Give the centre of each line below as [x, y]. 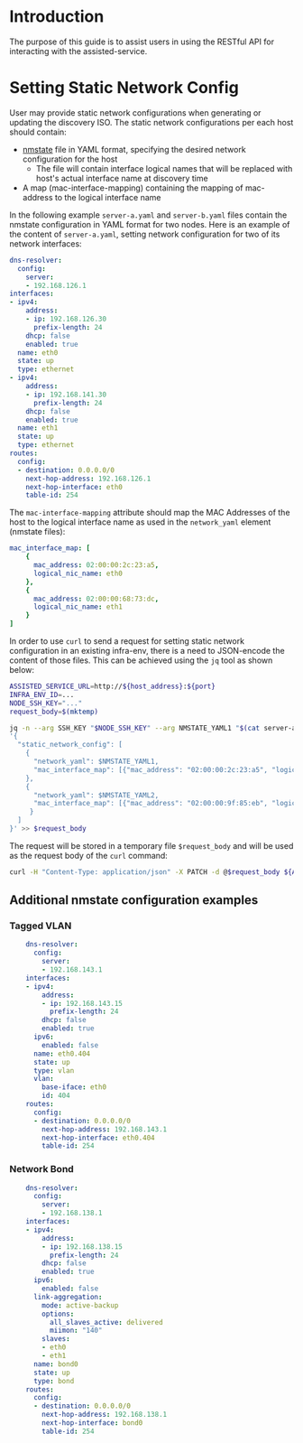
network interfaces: [46, 243]
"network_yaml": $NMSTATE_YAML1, [96, 761]
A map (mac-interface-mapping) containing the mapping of [133, 188]
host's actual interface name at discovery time [122, 178]
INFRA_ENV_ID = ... [42, 694]
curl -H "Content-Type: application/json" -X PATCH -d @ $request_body [145, 872]
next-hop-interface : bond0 [92, 1423]
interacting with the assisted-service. [78, 51]
